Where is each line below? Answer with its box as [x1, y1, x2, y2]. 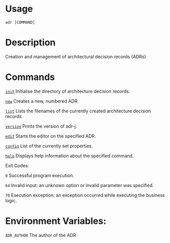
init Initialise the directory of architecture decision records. [5, 88, 130, 94]
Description [5, 37, 56, 48]
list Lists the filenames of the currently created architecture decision [5, 108, 151, 114]
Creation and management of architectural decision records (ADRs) [5, 53, 146, 59]
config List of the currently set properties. [5, 143, 93, 149]
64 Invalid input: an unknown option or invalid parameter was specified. [5, 182, 154, 188]
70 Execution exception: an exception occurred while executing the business [5, 192, 165, 198]
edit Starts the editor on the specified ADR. [5, 133, 96, 139]
